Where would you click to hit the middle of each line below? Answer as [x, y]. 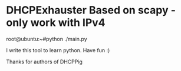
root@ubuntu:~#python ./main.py [47, 39]
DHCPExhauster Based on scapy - [91, 10]
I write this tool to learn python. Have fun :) [58, 50]
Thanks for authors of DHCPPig [44, 62]
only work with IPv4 [56, 23]
